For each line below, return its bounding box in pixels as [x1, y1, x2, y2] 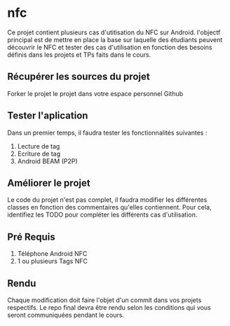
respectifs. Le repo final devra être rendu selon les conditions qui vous [7, 304, 212, 311]
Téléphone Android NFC [17, 250, 88, 258]
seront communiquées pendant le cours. [7, 311, 125, 319]
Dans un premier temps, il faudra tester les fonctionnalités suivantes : [7, 128, 208, 137]
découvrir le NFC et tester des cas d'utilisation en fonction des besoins [7, 43, 212, 51]
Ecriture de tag [17, 149, 61, 158]
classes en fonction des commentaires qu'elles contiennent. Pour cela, [7, 203, 212, 212]
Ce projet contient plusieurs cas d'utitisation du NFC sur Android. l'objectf [7, 28, 221, 36]
